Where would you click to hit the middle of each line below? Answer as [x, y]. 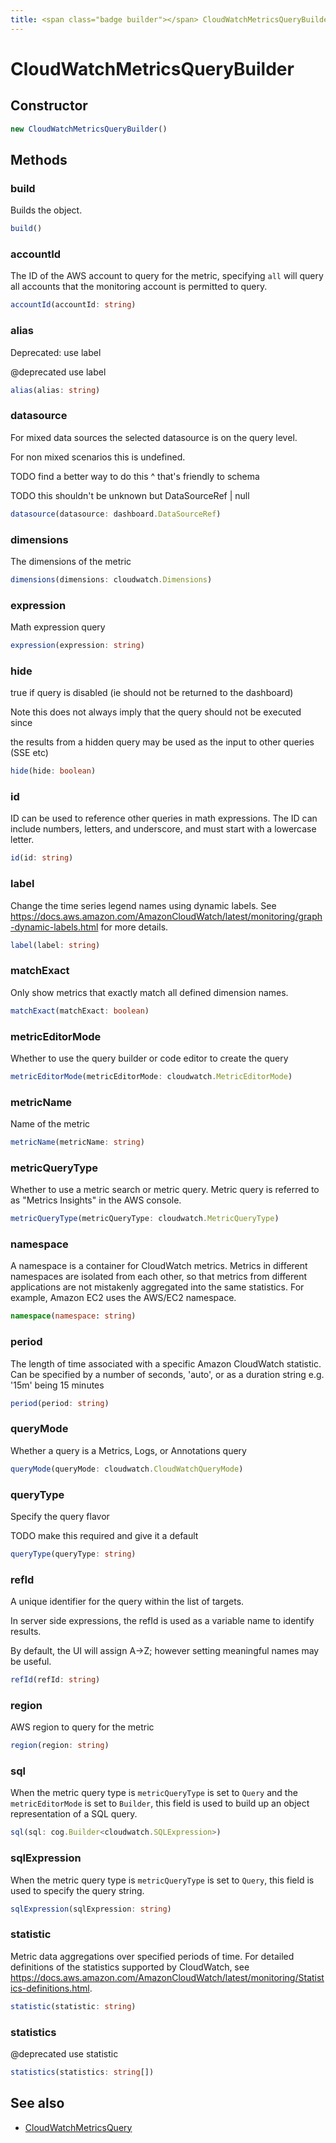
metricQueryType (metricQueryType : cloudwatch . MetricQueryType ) [145, 1219]
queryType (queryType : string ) [73, 1554]
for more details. [134, 927]
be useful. [31, 1662]
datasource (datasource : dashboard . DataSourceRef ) [116, 514]
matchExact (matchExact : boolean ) [80, 1011]
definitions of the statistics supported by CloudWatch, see [130, 1967]
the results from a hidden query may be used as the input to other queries [162, 742]
